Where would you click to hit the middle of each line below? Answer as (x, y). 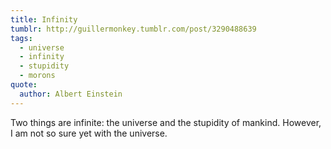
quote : (24, 85)
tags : (21, 38)
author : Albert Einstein (71, 94)
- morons (37, 76)
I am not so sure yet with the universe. (89, 133)
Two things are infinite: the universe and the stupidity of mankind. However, (166, 122)
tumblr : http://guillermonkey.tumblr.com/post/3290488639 (133, 29)
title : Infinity (44, 19)
